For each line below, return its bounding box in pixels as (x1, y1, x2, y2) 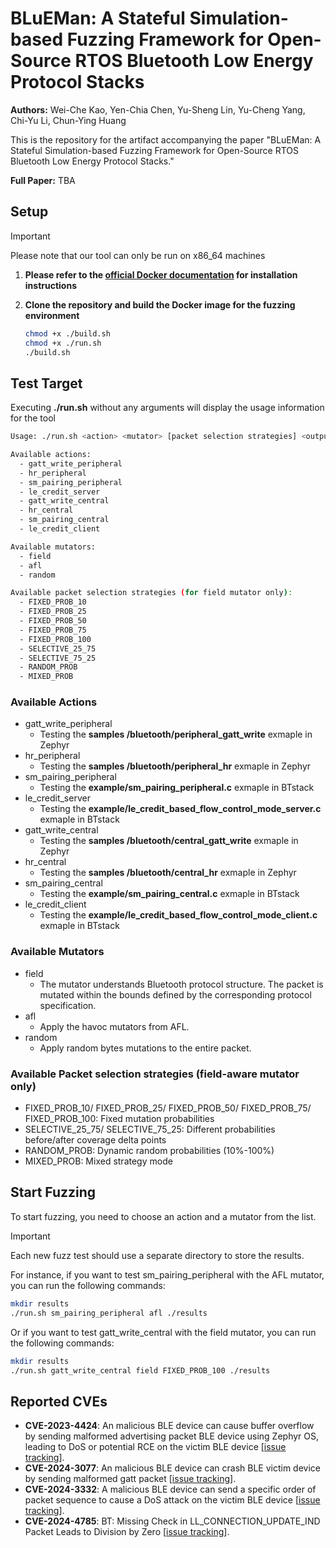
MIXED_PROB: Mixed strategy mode (24, 1155, 173, 1167)
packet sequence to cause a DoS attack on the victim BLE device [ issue (24, 1494, 321, 1506)
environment (24, 309, 80, 321)
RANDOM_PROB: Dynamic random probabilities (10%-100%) (24, 1145, 275, 1157)
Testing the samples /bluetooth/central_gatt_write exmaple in (39, 835, 299, 847)
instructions (24, 279, 77, 291)
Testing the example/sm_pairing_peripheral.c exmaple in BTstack (39, 782, 315, 794)
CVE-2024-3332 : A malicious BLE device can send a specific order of (24, 1483, 317, 1496)
